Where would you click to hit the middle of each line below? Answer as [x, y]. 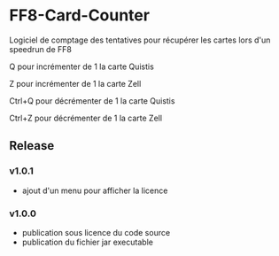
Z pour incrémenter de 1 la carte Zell [75, 83]
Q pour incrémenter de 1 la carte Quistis [82, 66]
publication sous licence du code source [96, 232]
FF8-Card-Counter [80, 16]
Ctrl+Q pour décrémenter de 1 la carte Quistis [92, 101]
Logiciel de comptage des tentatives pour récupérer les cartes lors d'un [140, 40]
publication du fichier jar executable [87, 242]
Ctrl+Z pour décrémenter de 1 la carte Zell [85, 118]
